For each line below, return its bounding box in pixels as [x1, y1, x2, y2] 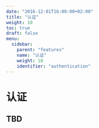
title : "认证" [6, 14, 39, 20]
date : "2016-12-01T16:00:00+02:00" [6, 8, 94, 15]
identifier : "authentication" [16, 63, 91, 69]
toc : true [6, 25, 31, 31]
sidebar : [11, 42, 33, 48]
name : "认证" [16, 52, 47, 58]
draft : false [6, 31, 38, 36]
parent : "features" [16, 47, 65, 53]
